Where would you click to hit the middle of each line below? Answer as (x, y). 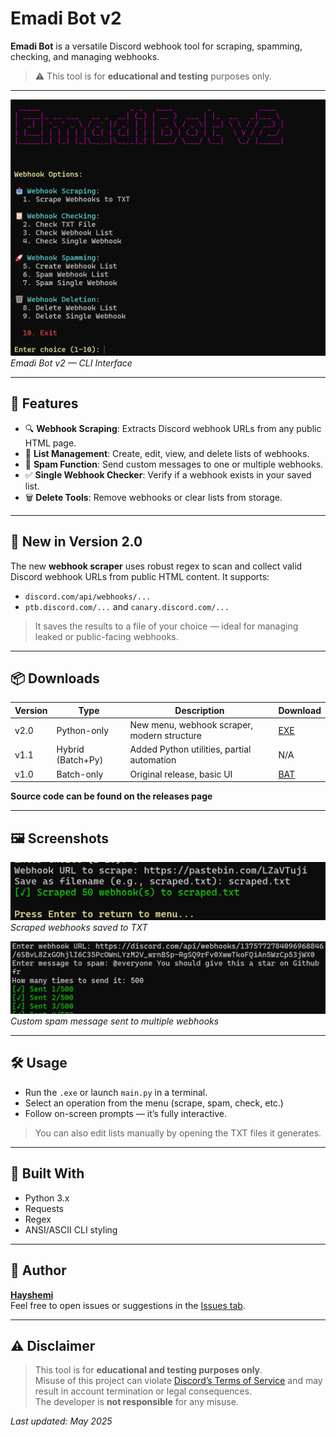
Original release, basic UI (181, 774)
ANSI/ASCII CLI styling (71, 1229)
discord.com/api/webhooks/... (88, 597)
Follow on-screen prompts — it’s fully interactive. (125, 1113)
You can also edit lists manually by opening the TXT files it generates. (178, 1133)
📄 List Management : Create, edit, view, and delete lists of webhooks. (167, 453)
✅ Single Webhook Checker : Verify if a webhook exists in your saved (168, 474)
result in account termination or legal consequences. (143, 1391)
